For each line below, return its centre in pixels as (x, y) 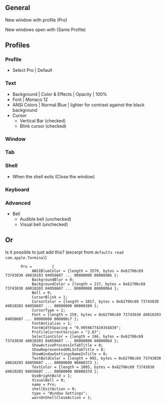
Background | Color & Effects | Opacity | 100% (60, 94)
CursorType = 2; (48, 310)
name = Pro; (44, 385)
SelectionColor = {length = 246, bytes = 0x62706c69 (87, 336)
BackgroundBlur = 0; (53, 280)
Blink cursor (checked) (43, 126)
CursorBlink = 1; (50, 297)
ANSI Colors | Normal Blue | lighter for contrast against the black (79, 105)
